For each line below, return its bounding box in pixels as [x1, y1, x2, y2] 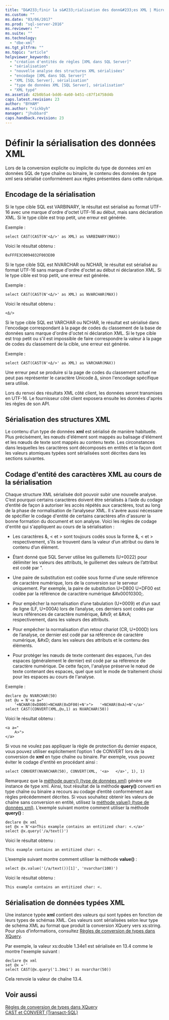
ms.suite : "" [5, 31, 33, 36]
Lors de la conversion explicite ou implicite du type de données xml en [5, 165, 151, 171]
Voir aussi [5, 991, 37, 999]
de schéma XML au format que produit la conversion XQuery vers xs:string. [5, 922, 162, 928]
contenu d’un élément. [12, 544, 59, 550]
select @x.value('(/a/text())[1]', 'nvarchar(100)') [5, 866, 118, 871]
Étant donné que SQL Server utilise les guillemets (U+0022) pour [12, 554, 147, 560]
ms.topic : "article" [5, 50, 49, 55]
